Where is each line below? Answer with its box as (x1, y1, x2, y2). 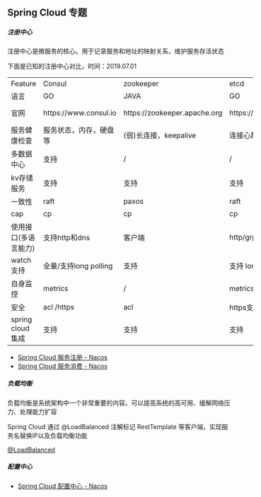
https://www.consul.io (43, 108, 117, 118)
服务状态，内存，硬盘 (43, 125, 115, 135)
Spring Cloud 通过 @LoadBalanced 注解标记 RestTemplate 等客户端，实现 (7, 422, 222, 430)
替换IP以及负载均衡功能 (19, 431, 88, 440)
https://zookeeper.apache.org (123, 108, 223, 118)
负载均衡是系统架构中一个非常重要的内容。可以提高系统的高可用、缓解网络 (7, 399, 224, 407)
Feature (11, 79, 37, 88)
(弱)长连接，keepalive (123, 130, 197, 140)
